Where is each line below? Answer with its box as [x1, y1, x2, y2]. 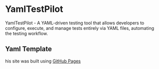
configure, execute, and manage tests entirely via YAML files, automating [5, 25, 155, 31]
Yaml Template [5, 45, 52, 53]
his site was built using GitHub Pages [5, 58, 81, 64]
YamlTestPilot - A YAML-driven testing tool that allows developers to [5, 20, 145, 26]
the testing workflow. [5, 30, 48, 36]
